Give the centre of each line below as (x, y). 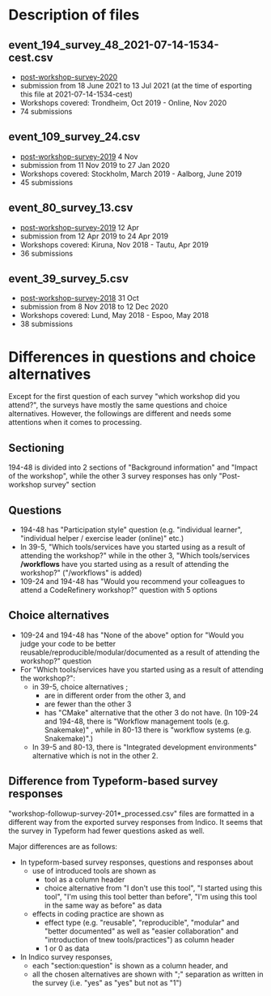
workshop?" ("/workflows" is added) (81, 573)
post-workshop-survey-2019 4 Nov (79, 157)
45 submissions (47, 182)
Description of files (74, 15)
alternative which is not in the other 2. (95, 755)
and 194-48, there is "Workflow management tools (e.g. (137, 721)
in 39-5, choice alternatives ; (80, 686)
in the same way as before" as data (103, 905)
